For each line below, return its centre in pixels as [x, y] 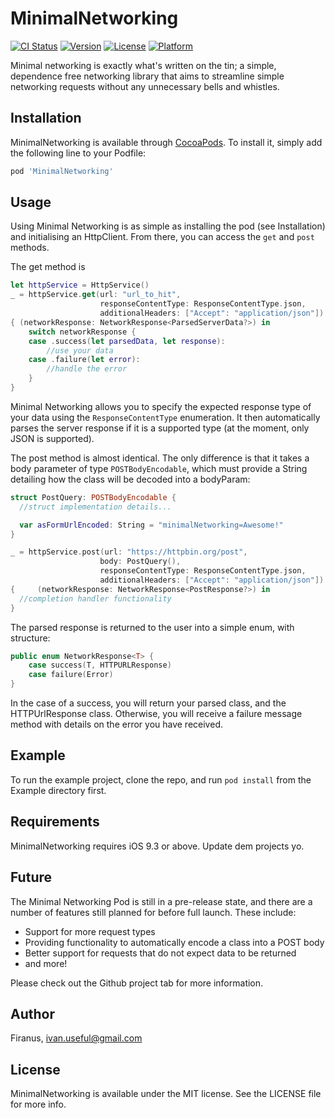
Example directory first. [58, 790]
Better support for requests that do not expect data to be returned [160, 953]
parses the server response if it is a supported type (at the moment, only [160, 428]
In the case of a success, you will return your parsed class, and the [148, 703]
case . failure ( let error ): [84, 360]
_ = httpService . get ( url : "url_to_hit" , [96, 295]
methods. [30, 248]
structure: [30, 638]
